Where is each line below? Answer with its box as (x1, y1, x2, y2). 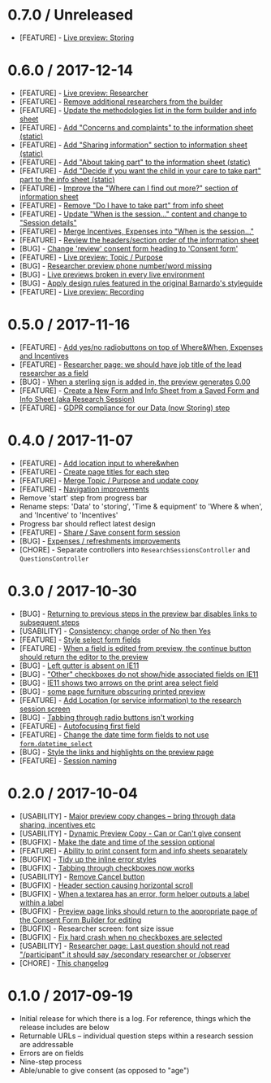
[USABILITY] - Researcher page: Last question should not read (19, 941, 230, 950)
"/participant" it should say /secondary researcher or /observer (19, 950, 231, 959)
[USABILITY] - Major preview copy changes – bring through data (19, 811, 236, 821)
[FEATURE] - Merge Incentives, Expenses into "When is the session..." (19, 226, 255, 236)
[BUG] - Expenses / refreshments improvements (19, 535, 181, 546)
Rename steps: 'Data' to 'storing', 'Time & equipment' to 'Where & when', (19, 501, 263, 511)
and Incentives (19, 351, 70, 360)
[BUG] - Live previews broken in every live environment (19, 269, 205, 279)
